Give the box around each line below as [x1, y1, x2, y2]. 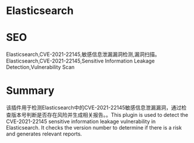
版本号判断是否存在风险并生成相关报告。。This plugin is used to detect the [11, 111, 189, 118]
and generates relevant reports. [6, 130, 82, 138]
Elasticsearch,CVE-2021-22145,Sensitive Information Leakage [6, 57, 155, 65]
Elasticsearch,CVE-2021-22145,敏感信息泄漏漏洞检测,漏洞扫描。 [6, 51, 160, 58]
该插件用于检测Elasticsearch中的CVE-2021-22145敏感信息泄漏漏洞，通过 [6, 104, 182, 111]
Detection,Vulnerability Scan [6, 64, 75, 71]
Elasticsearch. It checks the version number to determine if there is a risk [6, 124, 182, 131]
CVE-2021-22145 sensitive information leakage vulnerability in [6, 118, 156, 125]
